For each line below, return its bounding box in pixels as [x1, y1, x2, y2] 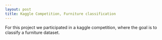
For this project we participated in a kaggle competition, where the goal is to [5, 24, 157, 30]
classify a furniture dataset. [5, 30, 60, 35]
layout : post [5, 7, 32, 12]
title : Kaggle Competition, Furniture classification [5, 11, 116, 16]
